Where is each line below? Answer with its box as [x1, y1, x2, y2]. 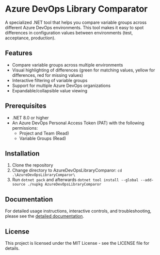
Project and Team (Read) [19, 130, 69, 136]
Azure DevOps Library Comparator [5, 3, 148, 15]
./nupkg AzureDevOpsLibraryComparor [27, 182, 102, 187]
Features [5, 49, 32, 57]
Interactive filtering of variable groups [12, 77, 88, 83]
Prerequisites [5, 102, 47, 110]
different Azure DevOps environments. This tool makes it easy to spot [5, 24, 144, 30]
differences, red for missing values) [12, 72, 83, 78]
